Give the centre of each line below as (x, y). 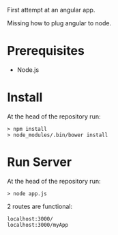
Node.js (28, 70)
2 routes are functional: (40, 206)
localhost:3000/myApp (38, 225)
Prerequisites (46, 51)
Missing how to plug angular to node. (59, 23)
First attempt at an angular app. (51, 10)
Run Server (40, 162)
